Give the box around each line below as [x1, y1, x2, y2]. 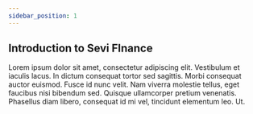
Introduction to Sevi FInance [8, 42, 153, 55]
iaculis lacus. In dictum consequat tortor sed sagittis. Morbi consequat [8, 71, 242, 81]
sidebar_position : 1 [8, 11, 78, 20]
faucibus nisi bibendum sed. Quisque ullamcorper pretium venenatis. [8, 88, 237, 98]
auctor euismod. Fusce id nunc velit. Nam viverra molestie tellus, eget [8, 79, 240, 89]
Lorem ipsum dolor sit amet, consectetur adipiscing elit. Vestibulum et [8, 63, 240, 72]
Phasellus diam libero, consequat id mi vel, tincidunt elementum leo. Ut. [8, 97, 246, 107]
